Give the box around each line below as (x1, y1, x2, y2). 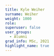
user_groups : (5, 30, 32, 35)
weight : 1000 (5, 16, 32, 21)
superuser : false (5, 25, 41, 30)
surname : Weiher (5, 12, 38, 17)
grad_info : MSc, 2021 (5, 39, 50, 44)
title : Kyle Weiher (5, 7, 45, 12)
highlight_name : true (5, 43, 50, 48)
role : (5, 20, 16, 26)
